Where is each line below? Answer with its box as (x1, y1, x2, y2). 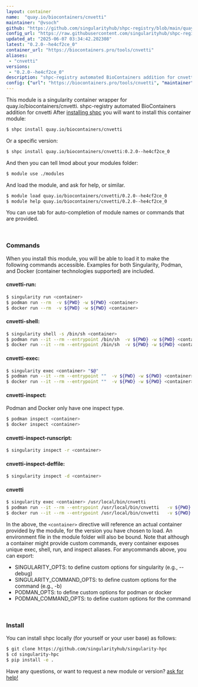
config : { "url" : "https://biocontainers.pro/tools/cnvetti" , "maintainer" (6, 80, 194, 86)
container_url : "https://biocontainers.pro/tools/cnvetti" (6, 47, 154, 53)
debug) (14, 570, 33, 577)
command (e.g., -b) (14, 582, 62, 590)
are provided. (6, 215, 39, 222)
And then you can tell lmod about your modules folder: (6, 159, 138, 166)
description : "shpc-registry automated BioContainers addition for (6, 74, 176, 80)
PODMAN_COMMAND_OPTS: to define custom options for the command (14, 595, 191, 603)
